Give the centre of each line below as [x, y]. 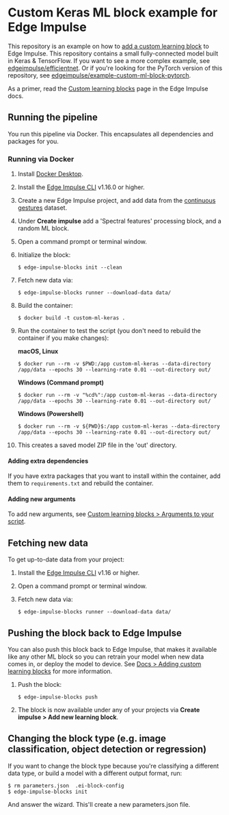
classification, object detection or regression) [107, 750]
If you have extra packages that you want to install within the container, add [114, 476]
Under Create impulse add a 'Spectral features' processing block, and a [119, 221]
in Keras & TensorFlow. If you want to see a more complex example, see [109, 60]
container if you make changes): [63, 338]
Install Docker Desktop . [51, 174]
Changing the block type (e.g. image [87, 739]
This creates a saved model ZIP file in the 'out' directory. [97, 445]
